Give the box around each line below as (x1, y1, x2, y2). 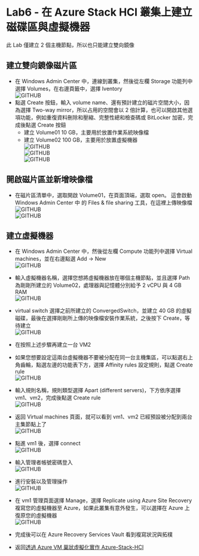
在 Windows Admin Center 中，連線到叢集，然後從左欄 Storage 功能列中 (14, 77, 193, 84)
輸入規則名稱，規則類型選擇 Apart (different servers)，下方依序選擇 (14, 387, 181, 394)
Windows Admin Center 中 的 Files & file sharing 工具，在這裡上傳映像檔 (14, 198, 192, 206)
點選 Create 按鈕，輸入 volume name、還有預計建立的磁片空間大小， (14, 99, 185, 106)
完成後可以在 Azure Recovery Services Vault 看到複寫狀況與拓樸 (14, 531, 173, 538)
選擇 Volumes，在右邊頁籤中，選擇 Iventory (14, 85, 123, 92)
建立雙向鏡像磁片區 (6, 60, 77, 71)
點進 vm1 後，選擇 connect (14, 440, 81, 447)
